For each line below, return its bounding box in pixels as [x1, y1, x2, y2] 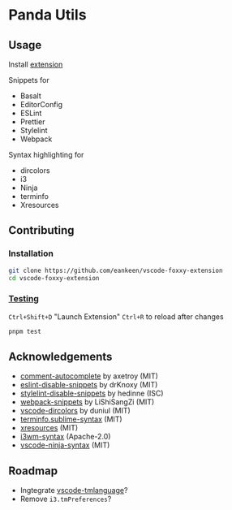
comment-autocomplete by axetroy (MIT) [19, 371, 158, 381]
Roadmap [8, 464, 58, 478]
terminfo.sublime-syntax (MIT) [19, 414, 123, 424]
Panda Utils [8, 6, 87, 24]
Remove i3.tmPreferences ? [19, 494, 112, 504]
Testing [8, 293, 39, 305]
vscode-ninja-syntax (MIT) [19, 440, 110, 450]
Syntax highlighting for [8, 150, 84, 159]
